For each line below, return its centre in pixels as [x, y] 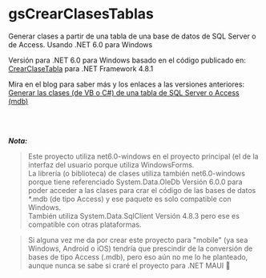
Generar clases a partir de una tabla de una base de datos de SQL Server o [132, 36]
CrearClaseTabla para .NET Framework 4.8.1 [81, 68]
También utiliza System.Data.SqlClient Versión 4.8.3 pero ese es [134, 216]
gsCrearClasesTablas [81, 14]
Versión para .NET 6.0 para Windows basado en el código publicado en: [127, 60]
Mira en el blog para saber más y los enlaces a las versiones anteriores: [127, 84]
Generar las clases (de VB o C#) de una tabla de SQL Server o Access [124, 92]
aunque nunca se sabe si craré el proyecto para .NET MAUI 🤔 [129, 265]
